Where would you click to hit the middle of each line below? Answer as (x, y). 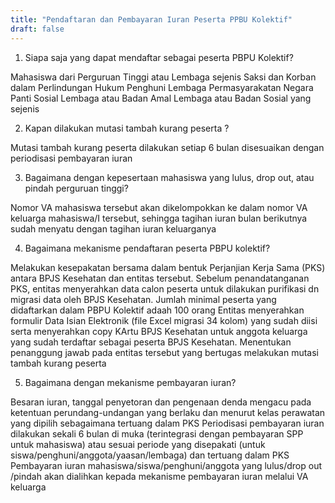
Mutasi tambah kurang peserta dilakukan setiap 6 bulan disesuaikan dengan (167, 147)
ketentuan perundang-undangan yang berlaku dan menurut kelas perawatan (168, 412)
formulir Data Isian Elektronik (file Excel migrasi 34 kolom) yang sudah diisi (164, 320)
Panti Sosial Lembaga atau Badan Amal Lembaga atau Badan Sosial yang (161, 98)
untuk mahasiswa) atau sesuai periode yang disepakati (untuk (138, 444)
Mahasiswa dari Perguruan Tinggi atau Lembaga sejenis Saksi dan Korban (163, 77)
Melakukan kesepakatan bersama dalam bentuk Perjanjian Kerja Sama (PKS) (168, 267)
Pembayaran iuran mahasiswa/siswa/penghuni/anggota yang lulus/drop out (166, 465)
